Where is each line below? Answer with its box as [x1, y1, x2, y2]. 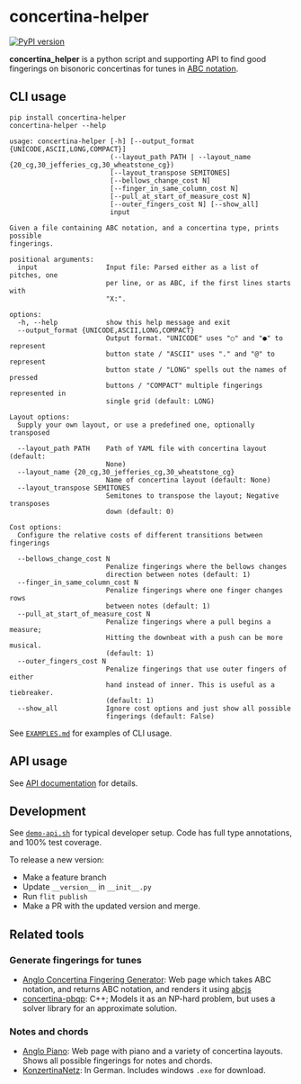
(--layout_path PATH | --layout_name [109, 152, 252, 161]
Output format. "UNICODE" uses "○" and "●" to [105, 333, 283, 343]
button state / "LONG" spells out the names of [105, 365, 288, 375]
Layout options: [9, 412, 70, 421]
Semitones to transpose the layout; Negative [105, 491, 279, 501]
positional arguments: [9, 255, 94, 264]
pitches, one [9, 270, 58, 280]
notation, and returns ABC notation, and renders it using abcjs [22, 984, 252, 995]
